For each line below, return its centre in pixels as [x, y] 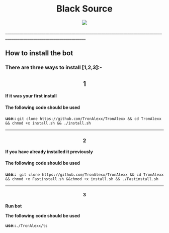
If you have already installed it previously [49, 152]
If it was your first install [31, 96]
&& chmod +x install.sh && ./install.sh [48, 124]
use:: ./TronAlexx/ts [26, 225]
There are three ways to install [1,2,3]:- [54, 67]
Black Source [84, 9]
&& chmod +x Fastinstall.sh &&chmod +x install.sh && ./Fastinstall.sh [82, 179]
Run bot [14, 206]
